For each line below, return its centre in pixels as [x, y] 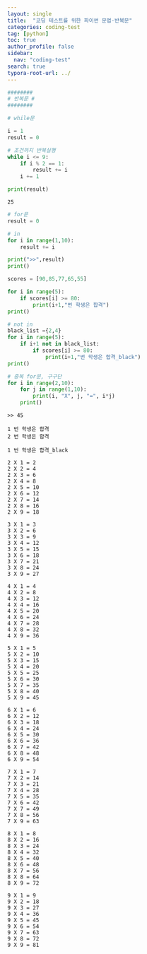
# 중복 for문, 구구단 [35, 376]
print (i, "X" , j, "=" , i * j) [74, 396]
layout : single [30, 14]
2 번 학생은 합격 [28, 437]
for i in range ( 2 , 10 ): [41, 383]
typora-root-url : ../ [39, 73]
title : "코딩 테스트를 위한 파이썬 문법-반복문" [70, 20]
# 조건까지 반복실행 [31, 150]
